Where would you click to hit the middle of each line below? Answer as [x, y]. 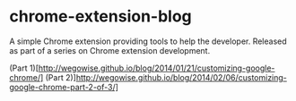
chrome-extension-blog [101, 17]
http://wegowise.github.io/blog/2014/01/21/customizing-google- [157, 68]
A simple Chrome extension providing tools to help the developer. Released [148, 41]
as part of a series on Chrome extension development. [110, 50]
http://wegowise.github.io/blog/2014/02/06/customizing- [181, 77]
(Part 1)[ [24, 68]
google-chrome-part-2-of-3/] [64, 87]
